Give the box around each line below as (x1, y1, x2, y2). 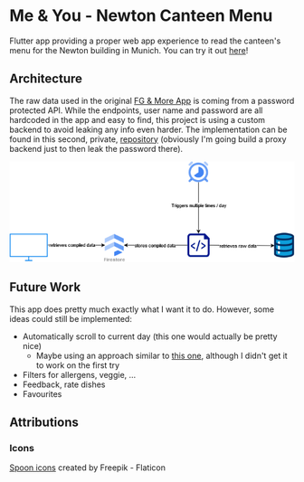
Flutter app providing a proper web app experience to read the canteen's (9, 35, 281, 46)
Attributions (9, 414, 80, 430)
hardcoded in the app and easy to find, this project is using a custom (9, 114, 265, 125)
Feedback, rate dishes (22, 379, 106, 390)
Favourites (22, 388, 62, 399)
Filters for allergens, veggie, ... (22, 369, 137, 380)
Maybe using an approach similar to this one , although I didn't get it (35, 350, 288, 361)
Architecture (9, 71, 83, 87)
